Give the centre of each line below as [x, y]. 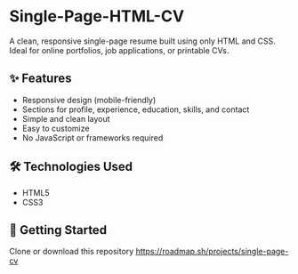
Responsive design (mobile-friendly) [89, 100]
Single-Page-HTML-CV [97, 16]
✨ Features [40, 79]
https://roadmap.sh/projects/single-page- [212, 252]
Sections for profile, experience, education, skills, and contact [136, 109]
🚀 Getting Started [58, 230]
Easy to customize [56, 128]
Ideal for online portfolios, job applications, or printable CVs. [119, 50]
